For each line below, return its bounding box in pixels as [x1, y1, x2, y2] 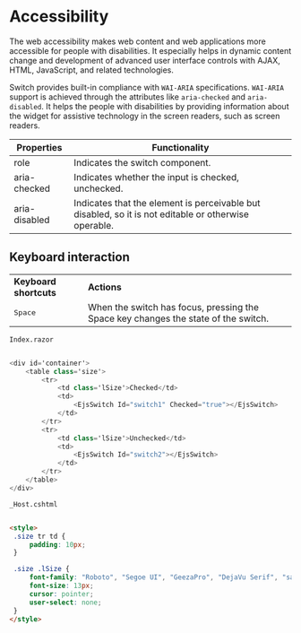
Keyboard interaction [9, 249, 130, 265]
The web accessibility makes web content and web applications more [9, 36, 266, 47]
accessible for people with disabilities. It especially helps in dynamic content [9, 45, 292, 56]
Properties [16, 141, 63, 153]
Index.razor [9, 334, 54, 344]
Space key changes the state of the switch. [88, 312, 270, 325]
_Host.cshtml [9, 499, 58, 508]
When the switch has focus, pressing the [88, 300, 260, 313]
